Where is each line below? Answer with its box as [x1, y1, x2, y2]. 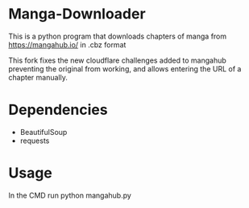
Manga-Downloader [8, 5, 147, 23]
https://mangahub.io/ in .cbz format [8, 39, 127, 49]
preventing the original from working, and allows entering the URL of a [8, 63, 242, 73]
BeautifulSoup [19, 127, 68, 137]
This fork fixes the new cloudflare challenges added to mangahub [8, 55, 227, 65]
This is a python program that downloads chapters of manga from [8, 31, 227, 41]
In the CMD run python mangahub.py [8, 190, 131, 200]
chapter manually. [8, 72, 68, 82]
